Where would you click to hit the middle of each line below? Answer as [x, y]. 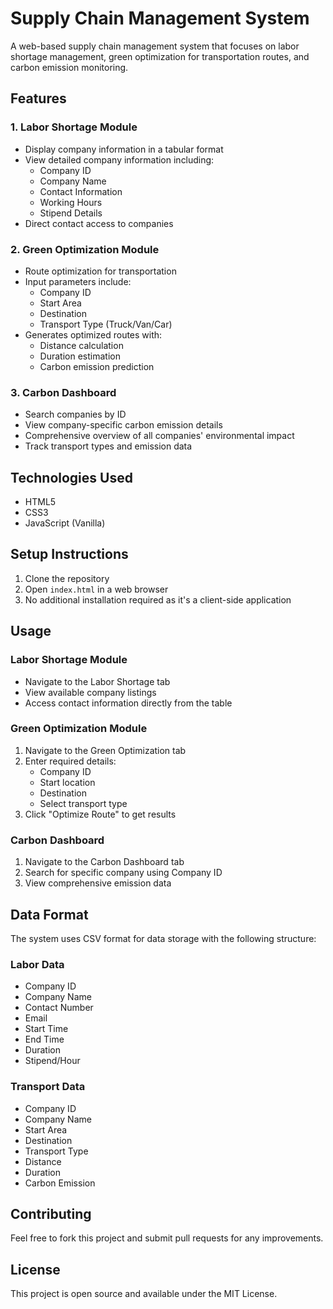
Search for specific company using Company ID [123, 873]
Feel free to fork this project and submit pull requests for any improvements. [167, 1238]
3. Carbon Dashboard [63, 392]
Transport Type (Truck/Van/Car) [106, 324]
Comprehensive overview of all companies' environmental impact [159, 436]
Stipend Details [71, 213]
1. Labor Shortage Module [74, 127]
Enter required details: [70, 761]
